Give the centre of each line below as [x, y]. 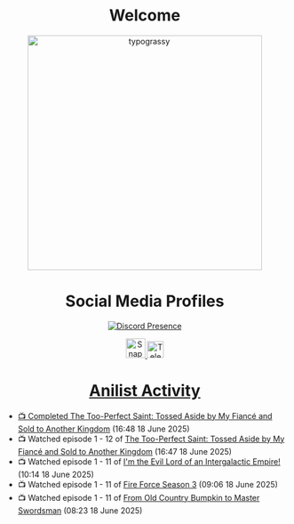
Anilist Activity [145, 391]
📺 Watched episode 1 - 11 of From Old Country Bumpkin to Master [139, 497]
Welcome [145, 16]
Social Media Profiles [145, 301]
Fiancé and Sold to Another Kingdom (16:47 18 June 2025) [125, 451]
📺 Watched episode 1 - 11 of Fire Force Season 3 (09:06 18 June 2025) [147, 484]
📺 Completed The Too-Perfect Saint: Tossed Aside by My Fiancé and [145, 415]
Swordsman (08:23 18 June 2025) [80, 510]
